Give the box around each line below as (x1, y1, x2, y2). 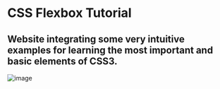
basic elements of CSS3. (7, 55, 118, 67)
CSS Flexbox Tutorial (7, 5, 132, 21)
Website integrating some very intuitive (7, 33, 185, 45)
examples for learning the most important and (7, 44, 214, 56)
